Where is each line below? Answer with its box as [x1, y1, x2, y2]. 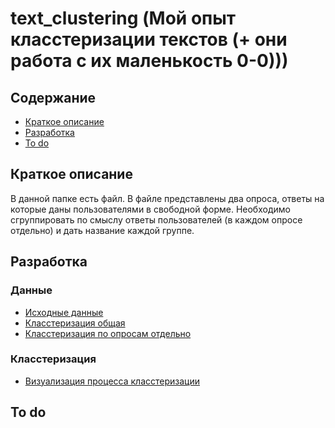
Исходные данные [24, 306, 104, 318]
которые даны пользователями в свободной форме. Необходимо [10, 203, 291, 215]
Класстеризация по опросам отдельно [24, 327, 192, 339]
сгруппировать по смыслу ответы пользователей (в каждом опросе [10, 213, 303, 226]
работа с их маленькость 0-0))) [10, 50, 289, 72]
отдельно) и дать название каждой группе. [10, 224, 195, 236]
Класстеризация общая [24, 317, 126, 329]
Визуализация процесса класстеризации [24, 375, 200, 387]
